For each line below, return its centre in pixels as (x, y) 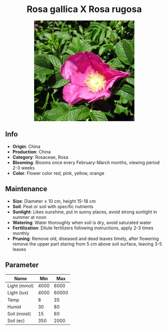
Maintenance (26, 189)
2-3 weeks (24, 168)
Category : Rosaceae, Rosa (40, 157)
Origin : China (26, 146)
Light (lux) (18, 293)
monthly (21, 233)
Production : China (32, 151)
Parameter (22, 265)
